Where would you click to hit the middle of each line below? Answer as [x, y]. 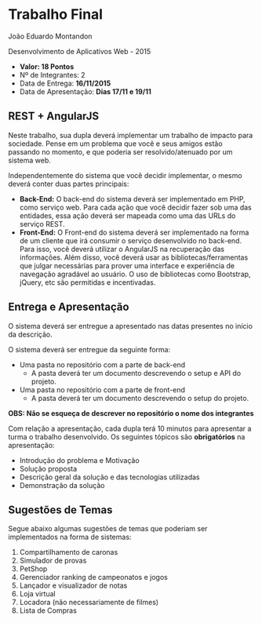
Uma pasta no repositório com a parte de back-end [102, 364]
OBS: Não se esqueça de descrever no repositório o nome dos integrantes [131, 413]
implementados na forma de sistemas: [70, 537]
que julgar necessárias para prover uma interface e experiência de [127, 265]
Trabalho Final [56, 15]
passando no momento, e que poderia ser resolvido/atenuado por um [120, 151]
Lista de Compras [48, 610]
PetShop [33, 569]
